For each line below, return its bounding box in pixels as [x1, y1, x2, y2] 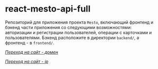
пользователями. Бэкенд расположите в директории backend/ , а [5, 35, 139, 41]
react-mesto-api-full [5, 3, 91, 14]
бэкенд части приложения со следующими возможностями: [5, 24, 132, 30]
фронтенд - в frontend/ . [5, 40, 55, 45]
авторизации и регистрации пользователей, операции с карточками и [5, 29, 152, 35]
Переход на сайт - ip [5, 58, 49, 64]
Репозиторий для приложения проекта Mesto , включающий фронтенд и [5, 19, 154, 25]
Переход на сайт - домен [5, 49, 59, 55]
